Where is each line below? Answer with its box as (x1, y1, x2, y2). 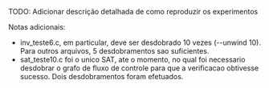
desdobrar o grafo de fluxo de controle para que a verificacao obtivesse (19, 63, 259, 73)
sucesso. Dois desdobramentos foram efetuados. (19, 72, 184, 81)
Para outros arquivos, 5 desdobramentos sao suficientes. (19, 46, 210, 55)
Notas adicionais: (8, 22, 66, 31)
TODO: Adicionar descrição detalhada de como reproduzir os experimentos (8, 7, 259, 16)
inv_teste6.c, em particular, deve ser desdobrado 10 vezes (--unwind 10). (19, 38, 261, 47)
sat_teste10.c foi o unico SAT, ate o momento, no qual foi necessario (19, 55, 246, 64)
